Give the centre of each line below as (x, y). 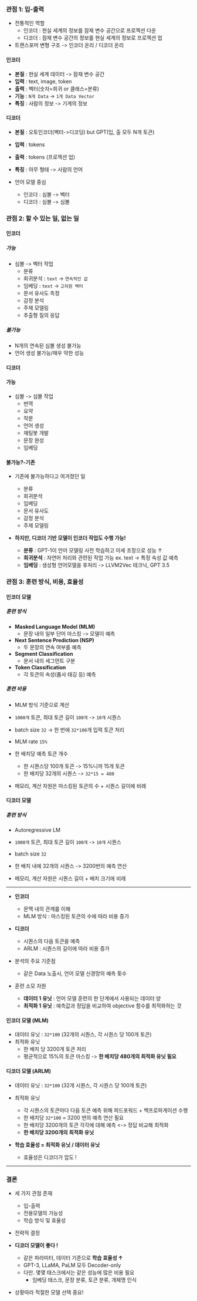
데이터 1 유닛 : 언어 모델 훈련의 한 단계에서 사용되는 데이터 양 (92, 999)
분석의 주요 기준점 (35, 961)
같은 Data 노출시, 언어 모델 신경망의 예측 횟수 (75, 973)
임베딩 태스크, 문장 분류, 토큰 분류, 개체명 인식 (84, 1280)
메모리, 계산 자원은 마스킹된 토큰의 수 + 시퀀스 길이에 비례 (80, 786)
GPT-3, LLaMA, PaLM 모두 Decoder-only (72, 1265)
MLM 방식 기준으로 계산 (42, 705)
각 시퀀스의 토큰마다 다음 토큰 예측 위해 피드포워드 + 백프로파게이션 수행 (106, 1110)
